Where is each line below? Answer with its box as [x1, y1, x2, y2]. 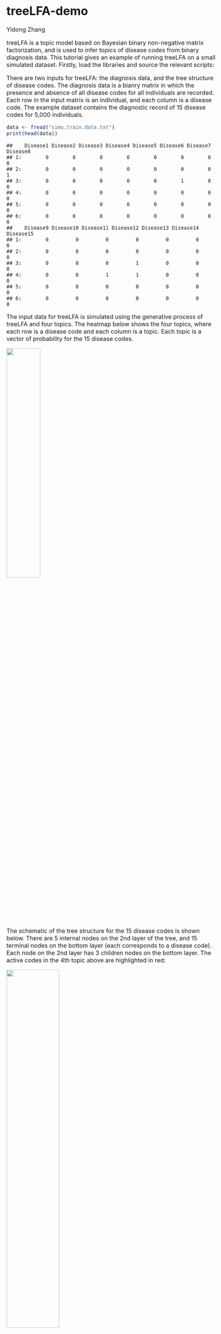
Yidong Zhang [6, 25, 46, 33]
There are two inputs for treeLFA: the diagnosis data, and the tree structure [6, 74, 214, 82]
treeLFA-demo [6, 3, 88, 18]
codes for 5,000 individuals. [6, 110, 84, 119]
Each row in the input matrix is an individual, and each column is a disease [6, 96, 212, 104]
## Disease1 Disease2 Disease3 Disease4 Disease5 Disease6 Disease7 [6, 142, 212, 149]
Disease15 [6, 230, 34, 237]
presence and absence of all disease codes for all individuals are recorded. [6, 89, 215, 97]
